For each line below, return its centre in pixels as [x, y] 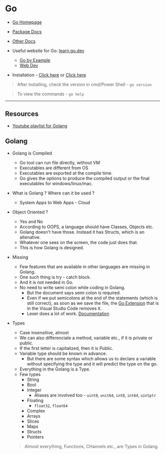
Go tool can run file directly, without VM [60, 162]
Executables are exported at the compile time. [66, 173]
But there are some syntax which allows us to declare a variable [91, 358]
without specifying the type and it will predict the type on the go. [92, 364]
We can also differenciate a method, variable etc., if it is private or [86, 338]
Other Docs [24, 41]
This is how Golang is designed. [52, 247]
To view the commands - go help [51, 94]
